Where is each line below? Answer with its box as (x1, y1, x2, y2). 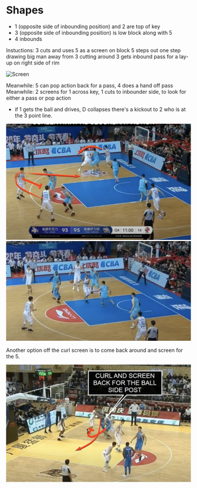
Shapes (6, 4, 44, 17)
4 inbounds (14, 35, 42, 42)
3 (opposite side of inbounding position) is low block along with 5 (14, 29, 172, 36)
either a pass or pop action (6, 94, 72, 101)
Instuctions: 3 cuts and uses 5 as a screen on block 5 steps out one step (6, 46, 181, 53)
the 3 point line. (14, 112, 53, 119)
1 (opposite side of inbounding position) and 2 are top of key (14, 23, 161, 30)
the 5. (6, 353, 20, 360)
